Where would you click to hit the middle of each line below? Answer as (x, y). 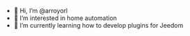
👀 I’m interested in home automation (65, 18)
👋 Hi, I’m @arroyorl (41, 11)
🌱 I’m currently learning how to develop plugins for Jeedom (98, 25)
